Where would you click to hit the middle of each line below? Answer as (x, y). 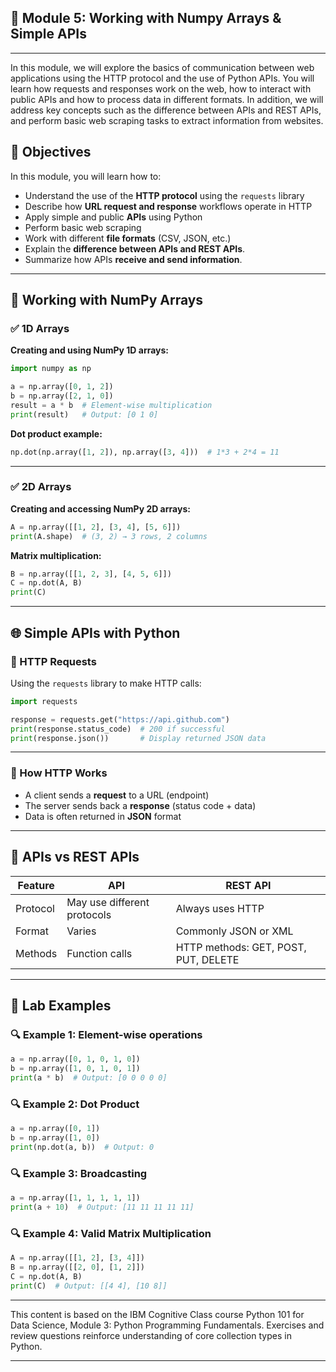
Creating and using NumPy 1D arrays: (90, 350)
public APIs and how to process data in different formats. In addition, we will (167, 99)
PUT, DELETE (207, 959)
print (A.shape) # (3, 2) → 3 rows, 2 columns (109, 536)
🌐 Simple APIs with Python (95, 632)
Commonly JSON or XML (234, 931)
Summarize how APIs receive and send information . (133, 259)
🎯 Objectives (51, 152)
